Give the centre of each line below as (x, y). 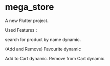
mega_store (30, 7)
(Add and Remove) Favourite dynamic (43, 49)
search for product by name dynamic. (43, 39)
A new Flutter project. (27, 21)
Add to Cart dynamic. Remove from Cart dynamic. (55, 58)
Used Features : (21, 30)
